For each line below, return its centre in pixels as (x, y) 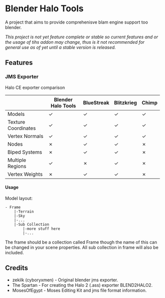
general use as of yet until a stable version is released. (61, 47)
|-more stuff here (41, 229)
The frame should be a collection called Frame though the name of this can (81, 242)
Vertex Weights (25, 174)
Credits (17, 268)
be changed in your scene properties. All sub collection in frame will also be (82, 247)
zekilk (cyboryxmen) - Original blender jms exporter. (65, 280)
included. (14, 252)
